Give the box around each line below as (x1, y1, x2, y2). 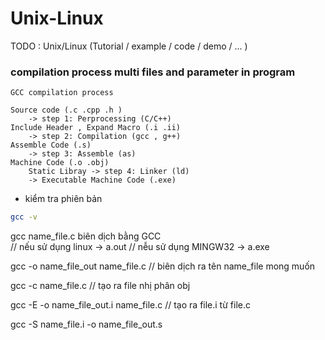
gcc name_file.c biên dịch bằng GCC (10, 230, 162, 242)
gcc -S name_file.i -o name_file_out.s (10, 318, 163, 331)
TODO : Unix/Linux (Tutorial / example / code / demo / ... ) (10, 40, 248, 52)
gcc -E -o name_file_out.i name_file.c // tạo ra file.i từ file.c (10, 299, 251, 311)
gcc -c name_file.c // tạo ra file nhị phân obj (10, 280, 191, 292)
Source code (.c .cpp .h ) (10, 105, 123, 116)
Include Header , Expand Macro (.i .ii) (10, 123, 182, 133)
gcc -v (10, 212, 38, 222)
